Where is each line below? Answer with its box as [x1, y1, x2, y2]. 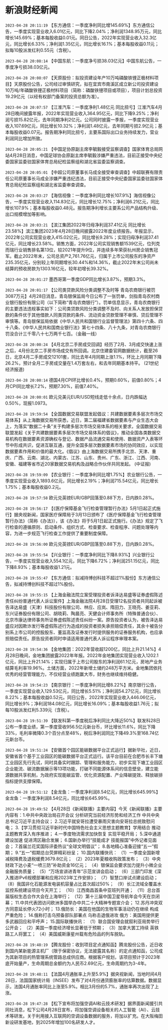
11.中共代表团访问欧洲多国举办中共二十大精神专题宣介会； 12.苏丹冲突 [14, 899, 158, 905]
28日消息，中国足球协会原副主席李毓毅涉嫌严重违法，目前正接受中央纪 [16, 152, 162, 158]
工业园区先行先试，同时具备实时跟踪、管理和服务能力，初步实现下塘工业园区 [5, 759, 163, 765]
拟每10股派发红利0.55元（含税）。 [5, 47, 74, 53]
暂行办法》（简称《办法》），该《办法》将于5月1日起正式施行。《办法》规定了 [5, 518, 158, 524]
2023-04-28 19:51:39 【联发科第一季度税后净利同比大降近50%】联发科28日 [5, 717, 161, 724]
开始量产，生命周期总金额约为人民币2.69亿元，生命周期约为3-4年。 [9, 960, 149, 966]
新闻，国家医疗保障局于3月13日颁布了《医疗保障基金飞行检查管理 [26, 511, 161, 517]
